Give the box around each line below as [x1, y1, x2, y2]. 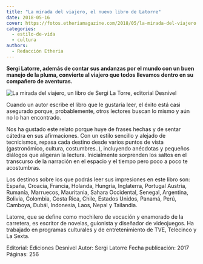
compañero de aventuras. [6, 77, 73, 85]
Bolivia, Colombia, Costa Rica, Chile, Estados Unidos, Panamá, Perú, [6, 195, 177, 202]
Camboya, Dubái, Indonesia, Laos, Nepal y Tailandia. [6, 201, 138, 208]
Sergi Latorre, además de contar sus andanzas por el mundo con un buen [6, 65, 195, 72]
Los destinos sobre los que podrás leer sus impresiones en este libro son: [6, 176, 190, 183]
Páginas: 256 [6, 250, 39, 257]
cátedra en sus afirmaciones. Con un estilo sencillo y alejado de [6, 132, 166, 139]
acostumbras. [6, 164, 41, 171]
